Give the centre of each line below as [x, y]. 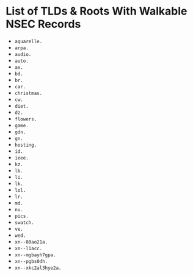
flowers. [26, 119]
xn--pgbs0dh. [31, 261]
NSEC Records [43, 24]
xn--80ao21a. [31, 242]
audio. [23, 54]
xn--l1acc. [28, 248]
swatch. [24, 223]
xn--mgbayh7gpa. [35, 255]
